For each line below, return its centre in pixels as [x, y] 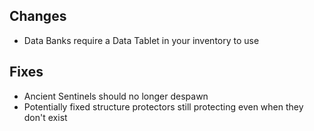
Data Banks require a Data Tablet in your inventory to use [141, 40]
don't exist [45, 117]
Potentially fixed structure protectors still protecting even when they [163, 106]
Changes [38, 16]
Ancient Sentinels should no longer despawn [116, 96]
